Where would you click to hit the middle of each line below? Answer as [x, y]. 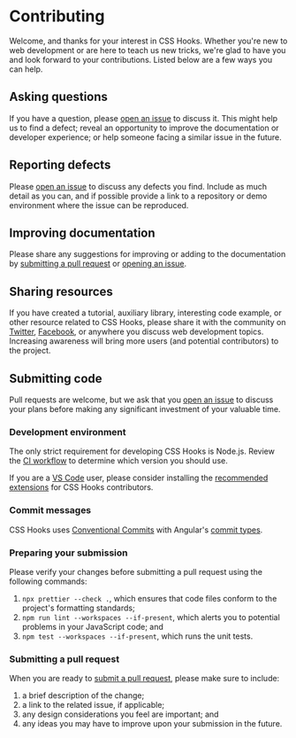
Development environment [68, 431]
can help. [26, 69]
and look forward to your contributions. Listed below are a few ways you [140, 59]
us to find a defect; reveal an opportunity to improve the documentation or [144, 128]
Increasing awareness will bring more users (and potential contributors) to [144, 341]
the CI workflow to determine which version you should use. [118, 461]
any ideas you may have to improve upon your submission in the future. [152, 724]
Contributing [57, 16]
